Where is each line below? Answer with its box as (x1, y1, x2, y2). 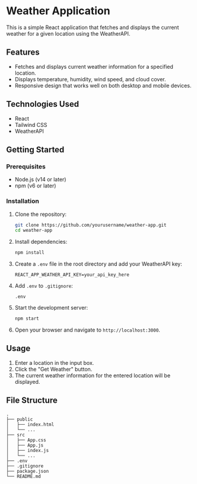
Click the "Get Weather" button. (14, 365, 93, 372)
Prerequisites (6, 162, 46, 170)
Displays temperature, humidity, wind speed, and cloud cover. (14, 75, 166, 82)
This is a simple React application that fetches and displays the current (6, 24, 179, 31)
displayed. (14, 378, 40, 385)
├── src (6, 432, 26, 438)
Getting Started (6, 144, 65, 155)
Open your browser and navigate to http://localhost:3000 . (14, 326, 160, 333)
